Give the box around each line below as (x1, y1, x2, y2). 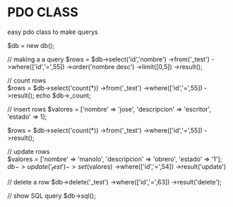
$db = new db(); (7, 41, 55, 49)
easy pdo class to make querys (7, 28, 98, 36)
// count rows (7, 76, 47, 85)
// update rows (7, 147, 50, 155)
